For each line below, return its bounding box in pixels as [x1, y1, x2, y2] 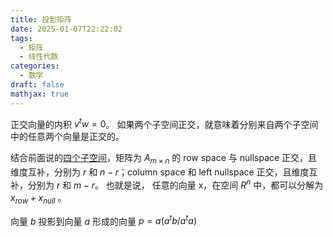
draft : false [10, 80, 65, 90]
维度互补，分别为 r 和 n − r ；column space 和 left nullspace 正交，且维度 [10, 166, 310, 178]
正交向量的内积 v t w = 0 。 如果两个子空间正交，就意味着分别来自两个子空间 [10, 116, 319, 130]
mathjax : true [10, 89, 70, 99]
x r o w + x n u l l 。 [10, 191, 67, 206]
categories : [10, 61, 60, 71]
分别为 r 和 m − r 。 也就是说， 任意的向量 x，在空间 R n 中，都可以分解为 [27, 177, 324, 191]
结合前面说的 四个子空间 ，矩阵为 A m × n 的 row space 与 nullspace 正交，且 [10, 152, 318, 166]
